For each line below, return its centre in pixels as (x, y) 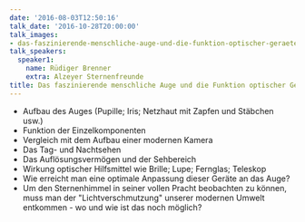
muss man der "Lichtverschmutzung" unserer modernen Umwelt (143, 198)
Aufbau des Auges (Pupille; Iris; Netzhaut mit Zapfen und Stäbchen (148, 111)
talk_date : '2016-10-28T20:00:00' (75, 26)
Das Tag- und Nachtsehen (72, 150)
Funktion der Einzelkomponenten (84, 130)
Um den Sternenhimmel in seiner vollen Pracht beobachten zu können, (155, 188)
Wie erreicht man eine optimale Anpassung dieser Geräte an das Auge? (156, 179)
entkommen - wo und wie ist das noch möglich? (112, 207)
